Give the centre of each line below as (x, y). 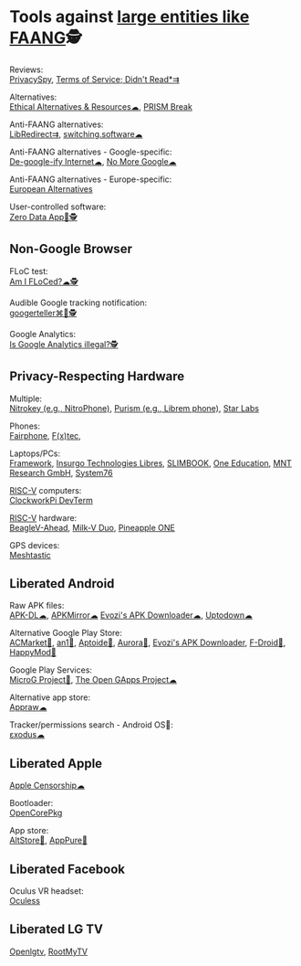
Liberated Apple (56, 764)
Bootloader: (31, 803)
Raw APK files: (37, 606)
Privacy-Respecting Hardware (97, 377)
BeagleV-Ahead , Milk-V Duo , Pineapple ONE (92, 527)
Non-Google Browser (71, 249)
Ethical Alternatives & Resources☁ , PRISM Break (101, 106)
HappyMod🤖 (33, 653)
